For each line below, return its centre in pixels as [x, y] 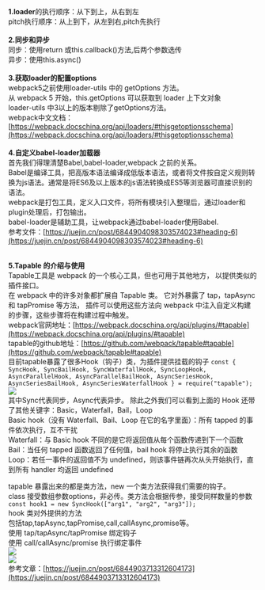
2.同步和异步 [29, 40]
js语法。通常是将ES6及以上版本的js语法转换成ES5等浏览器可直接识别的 [137, 182]
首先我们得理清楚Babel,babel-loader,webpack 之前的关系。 [105, 162]
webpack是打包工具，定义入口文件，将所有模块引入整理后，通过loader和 [127, 202]
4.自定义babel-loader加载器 [54, 152]
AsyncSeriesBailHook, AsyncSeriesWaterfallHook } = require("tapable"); [131, 383]
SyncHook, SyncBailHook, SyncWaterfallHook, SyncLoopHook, [108, 370]
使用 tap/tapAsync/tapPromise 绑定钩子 [72, 533]
